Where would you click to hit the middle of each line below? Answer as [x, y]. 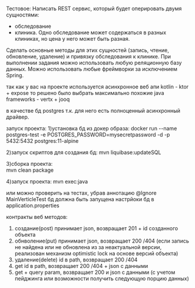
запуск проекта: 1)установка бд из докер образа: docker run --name [92, 128]
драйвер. [18, 117]
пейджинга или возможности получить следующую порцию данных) [102, 279]
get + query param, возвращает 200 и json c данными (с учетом [95, 272]
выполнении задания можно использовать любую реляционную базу [94, 63]
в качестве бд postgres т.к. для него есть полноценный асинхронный [93, 111]
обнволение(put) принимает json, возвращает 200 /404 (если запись [102, 241]
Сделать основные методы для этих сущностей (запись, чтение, [88, 50]
